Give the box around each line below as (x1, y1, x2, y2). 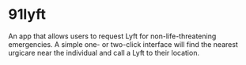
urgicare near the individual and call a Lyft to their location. (8, 48, 200, 57)
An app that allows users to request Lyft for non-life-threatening (8, 31, 217, 41)
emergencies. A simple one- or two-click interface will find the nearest (8, 39, 239, 49)
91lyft (8, 5, 46, 23)
